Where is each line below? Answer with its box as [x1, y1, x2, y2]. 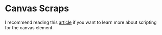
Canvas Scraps [5, 3, 69, 14]
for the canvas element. [5, 24, 54, 30]
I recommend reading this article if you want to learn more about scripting [5, 19, 157, 25]
